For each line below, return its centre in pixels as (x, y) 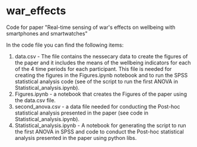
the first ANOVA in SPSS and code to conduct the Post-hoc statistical (99, 132)
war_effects (36, 11)
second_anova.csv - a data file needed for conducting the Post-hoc (97, 106)
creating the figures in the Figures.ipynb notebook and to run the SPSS (101, 75)
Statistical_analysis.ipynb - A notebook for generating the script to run (100, 125)
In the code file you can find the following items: (65, 45)
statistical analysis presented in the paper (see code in (82, 113)
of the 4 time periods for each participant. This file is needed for (93, 68)
